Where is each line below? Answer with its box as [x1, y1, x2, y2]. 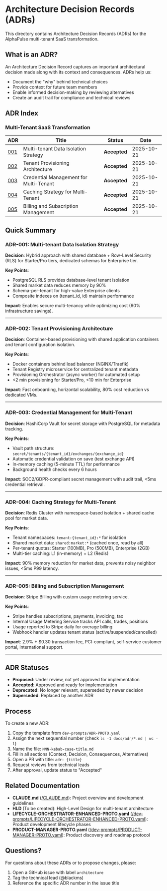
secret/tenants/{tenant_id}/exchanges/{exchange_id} [12, 451, 124, 456]
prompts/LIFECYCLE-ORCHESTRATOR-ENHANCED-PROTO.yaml [12, 816, 146, 822]
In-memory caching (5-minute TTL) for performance [12, 461, 120, 467]
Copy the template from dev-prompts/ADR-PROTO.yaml [12, 730, 120, 736]
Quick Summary [5, 226, 56, 234]
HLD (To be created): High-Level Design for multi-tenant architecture [12, 805, 154, 811]
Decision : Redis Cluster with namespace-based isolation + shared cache [5, 510, 155, 516]
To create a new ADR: [5, 720, 50, 726]
